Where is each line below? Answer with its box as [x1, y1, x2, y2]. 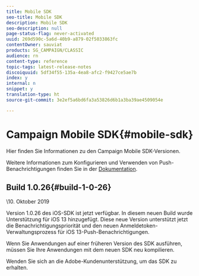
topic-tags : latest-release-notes [6, 64, 92, 70]
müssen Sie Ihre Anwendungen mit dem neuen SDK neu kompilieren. [6, 246, 175, 253]
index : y [6, 75, 28, 81]
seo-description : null [6, 25, 62, 31]
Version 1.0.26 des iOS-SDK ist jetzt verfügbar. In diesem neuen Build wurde [6, 210, 193, 217]
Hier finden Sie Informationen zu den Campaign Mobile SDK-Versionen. [6, 147, 181, 154]
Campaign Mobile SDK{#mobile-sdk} [6, 128, 194, 141]
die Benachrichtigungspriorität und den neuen [6, 222, 119, 229]
